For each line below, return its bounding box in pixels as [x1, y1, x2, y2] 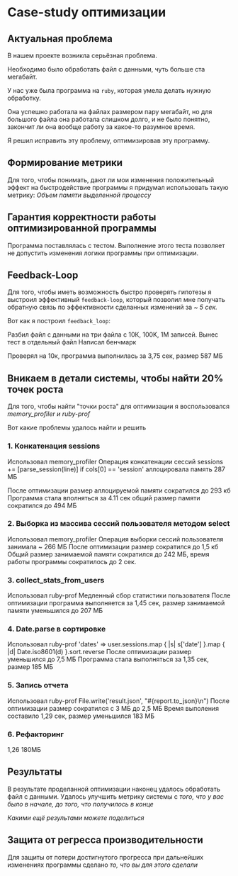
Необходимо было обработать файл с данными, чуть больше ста [7, 65, 205, 73]
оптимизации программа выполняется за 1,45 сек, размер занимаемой [7, 599, 225, 607]
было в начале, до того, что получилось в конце [7, 799, 154, 808]
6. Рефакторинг [7, 729, 64, 739]
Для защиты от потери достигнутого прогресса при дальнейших [7, 853, 204, 861]
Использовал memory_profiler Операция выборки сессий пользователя [7, 534, 224, 543]
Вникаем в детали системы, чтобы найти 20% [7, 372, 224, 384]
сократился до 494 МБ [7, 501, 77, 510]
